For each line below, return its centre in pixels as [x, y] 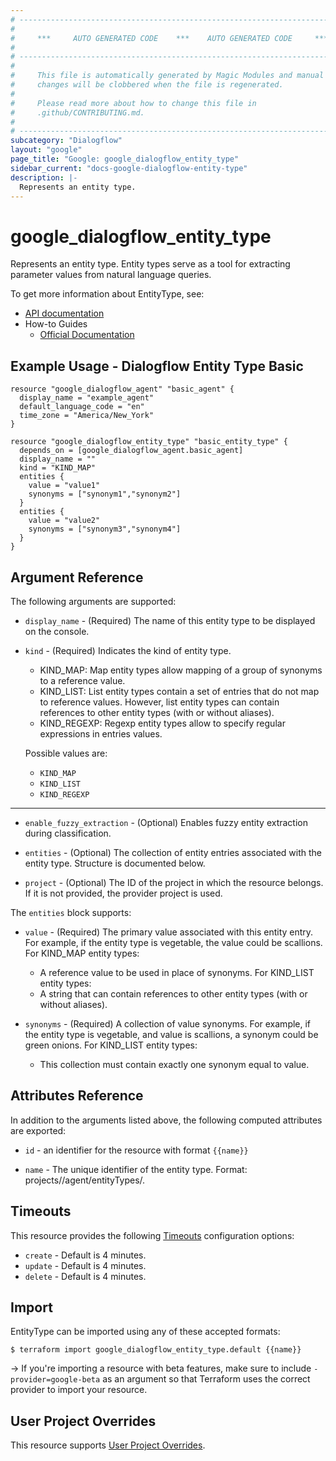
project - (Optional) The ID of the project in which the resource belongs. [174, 882]
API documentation [64, 313]
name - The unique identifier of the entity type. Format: [136, 1169]
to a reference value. [82, 680]
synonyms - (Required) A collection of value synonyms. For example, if [168, 1023]
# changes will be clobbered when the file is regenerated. [147, 85]
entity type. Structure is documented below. [115, 863]
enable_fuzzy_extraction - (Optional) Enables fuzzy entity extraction [166, 822]
